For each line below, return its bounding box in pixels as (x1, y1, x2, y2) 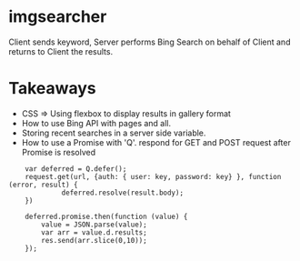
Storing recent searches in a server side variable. (21, 127, 206, 138)
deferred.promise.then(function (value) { (25, 212, 188, 221)
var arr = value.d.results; (41, 227, 147, 237)
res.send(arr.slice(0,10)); (41, 236, 147, 245)
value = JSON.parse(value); (41, 220, 147, 229)
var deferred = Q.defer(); (25, 164, 127, 174)
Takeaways (8, 78, 96, 99)
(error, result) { (8, 180, 78, 189)
